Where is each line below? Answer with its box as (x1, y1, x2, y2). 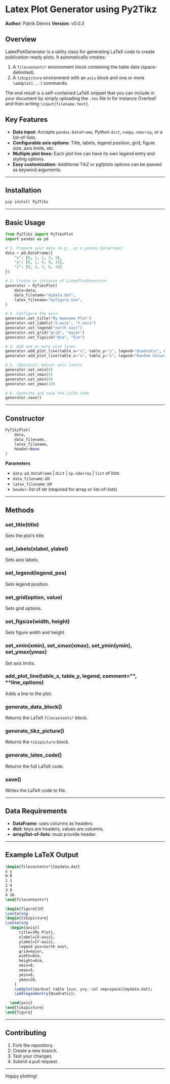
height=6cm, (18, 958, 44, 963)
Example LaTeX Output (5, 850, 78, 859)
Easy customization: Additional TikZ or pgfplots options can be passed (12, 161, 162, 167)
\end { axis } (10, 1000, 33, 1006)
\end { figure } (5, 1010, 33, 1015)
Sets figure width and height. (5, 630, 66, 636)
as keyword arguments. (12, 167, 62, 173)
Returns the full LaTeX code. (5, 763, 64, 769)
